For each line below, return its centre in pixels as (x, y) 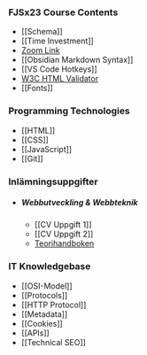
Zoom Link (40, 50)
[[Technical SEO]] (53, 342)
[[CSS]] (35, 140)
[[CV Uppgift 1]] (63, 225)
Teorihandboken (64, 243)
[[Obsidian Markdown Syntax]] (77, 60)
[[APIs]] (35, 333)
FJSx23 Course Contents (63, 12)
